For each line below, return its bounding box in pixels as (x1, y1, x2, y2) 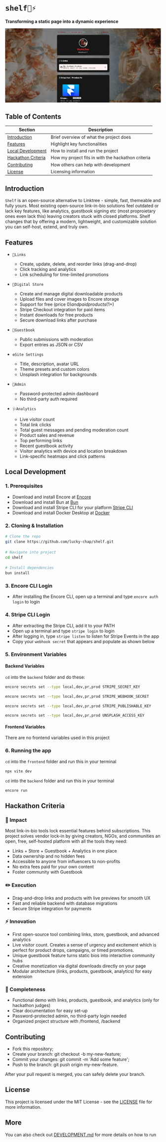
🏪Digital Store (12, 282, 44, 287)
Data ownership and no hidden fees (12, 853, 85, 859)
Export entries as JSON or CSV (19, 342, 83, 348)
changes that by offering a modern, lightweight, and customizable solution (5, 218, 157, 225)
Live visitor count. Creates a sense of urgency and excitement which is (12, 941, 157, 947)
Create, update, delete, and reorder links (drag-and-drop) (19, 261, 137, 267)
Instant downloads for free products (19, 312, 93, 318)
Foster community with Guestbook (12, 869, 83, 875)
